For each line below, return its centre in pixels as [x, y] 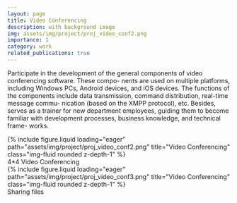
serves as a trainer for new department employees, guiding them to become [118, 111]
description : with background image [61, 27]
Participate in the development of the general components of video [105, 73]
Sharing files [26, 192]
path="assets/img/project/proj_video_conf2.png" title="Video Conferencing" [119, 147]
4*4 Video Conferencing [44, 161]
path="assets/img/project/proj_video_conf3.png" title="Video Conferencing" [118, 176]
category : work [30, 47]
